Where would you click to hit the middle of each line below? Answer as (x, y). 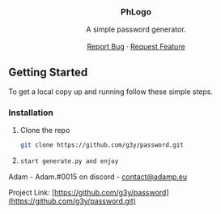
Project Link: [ (32, 193)
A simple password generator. (136, 29)
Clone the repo (45, 131)
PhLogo (136, 11)
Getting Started (48, 72)
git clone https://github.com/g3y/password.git (102, 145)
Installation (31, 113)
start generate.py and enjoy (69, 161)
